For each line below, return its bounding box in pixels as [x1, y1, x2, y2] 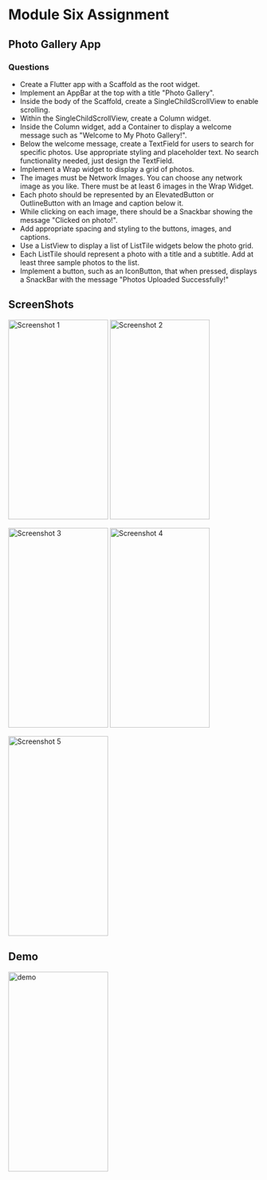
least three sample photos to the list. [19, 257, 139, 267]
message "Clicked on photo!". [19, 215, 118, 224]
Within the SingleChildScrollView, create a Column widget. [19, 113, 211, 123]
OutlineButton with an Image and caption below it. [19, 198, 184, 208]
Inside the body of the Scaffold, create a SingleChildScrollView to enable [19, 96, 259, 105]
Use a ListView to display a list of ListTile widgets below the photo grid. [19, 240, 253, 250]
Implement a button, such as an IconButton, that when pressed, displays [19, 266, 257, 276]
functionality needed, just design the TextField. [19, 156, 175, 165]
